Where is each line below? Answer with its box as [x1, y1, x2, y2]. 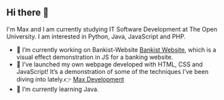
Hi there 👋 [6, 7, 49, 18]
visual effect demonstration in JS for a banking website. [16, 53, 173, 61]
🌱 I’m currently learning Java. [16, 85, 100, 93]
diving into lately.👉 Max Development [16, 75, 124, 83]
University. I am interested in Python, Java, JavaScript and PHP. [6, 32, 186, 40]
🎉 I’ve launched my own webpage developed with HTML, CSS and [16, 60, 203, 68]
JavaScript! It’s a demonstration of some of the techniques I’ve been [16, 67, 209, 75]
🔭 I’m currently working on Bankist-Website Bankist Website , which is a [16, 45, 216, 53]
